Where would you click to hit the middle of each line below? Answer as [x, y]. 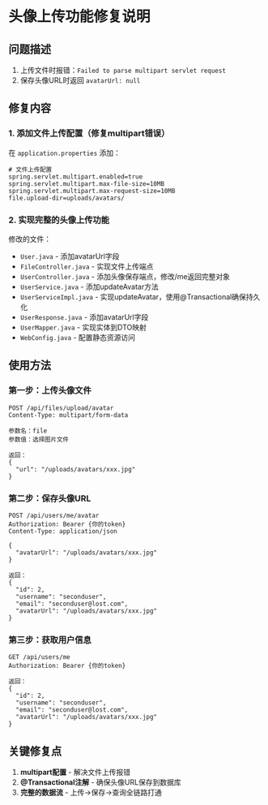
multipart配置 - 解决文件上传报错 [75, 773]
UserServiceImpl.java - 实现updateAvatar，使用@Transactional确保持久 [140, 296]
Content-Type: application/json [63, 531]
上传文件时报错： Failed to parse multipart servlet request [123, 70]
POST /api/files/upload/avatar [61, 408]
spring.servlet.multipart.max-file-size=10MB [86, 183]
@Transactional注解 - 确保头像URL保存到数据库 [100, 782]
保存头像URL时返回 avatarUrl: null [80, 80]
